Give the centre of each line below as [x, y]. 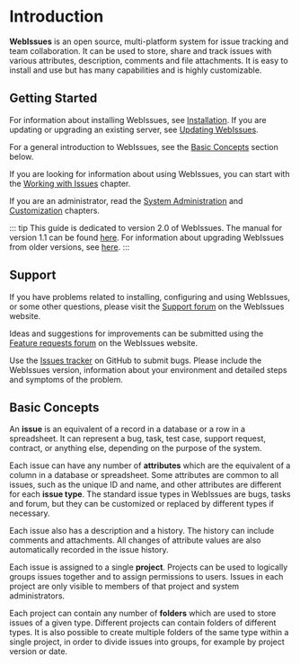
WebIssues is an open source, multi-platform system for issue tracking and [149, 41]
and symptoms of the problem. [66, 379]
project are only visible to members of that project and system [124, 587]
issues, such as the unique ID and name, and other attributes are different [146, 485]
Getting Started [53, 98]
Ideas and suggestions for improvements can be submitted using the [137, 333]
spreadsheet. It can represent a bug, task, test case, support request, [138, 438]
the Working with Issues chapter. [70, 183]
